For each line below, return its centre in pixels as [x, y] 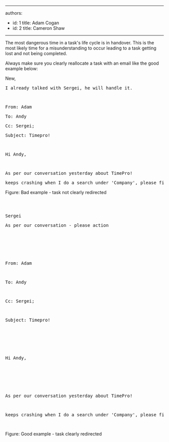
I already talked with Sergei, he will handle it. [69, 88]
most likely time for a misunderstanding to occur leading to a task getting [81, 48]
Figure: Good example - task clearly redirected [54, 434]
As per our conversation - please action [57, 225]
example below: [22, 68]
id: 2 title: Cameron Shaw [39, 28]
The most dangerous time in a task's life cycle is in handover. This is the [80, 43]
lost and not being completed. [36, 53]
